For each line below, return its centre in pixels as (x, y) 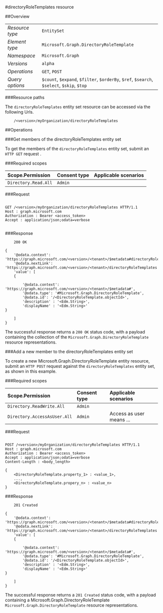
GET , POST (52, 71)
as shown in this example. (31, 371)
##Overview (17, 16)
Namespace (21, 56)
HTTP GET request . (23, 154)
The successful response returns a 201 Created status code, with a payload (81, 595)
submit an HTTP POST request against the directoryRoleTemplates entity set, (80, 366)
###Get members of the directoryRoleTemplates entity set (63, 139)
